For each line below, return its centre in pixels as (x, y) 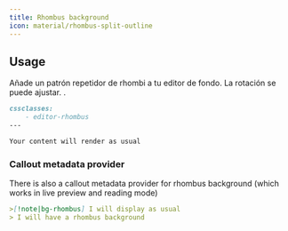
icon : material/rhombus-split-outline (81, 26)
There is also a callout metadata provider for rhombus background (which (144, 184)
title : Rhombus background (59, 17)
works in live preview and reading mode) (84, 193)
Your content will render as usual (75, 141)
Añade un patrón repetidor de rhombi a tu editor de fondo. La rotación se (143, 83)
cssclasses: (31, 109)
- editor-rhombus (57, 117)
